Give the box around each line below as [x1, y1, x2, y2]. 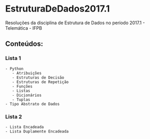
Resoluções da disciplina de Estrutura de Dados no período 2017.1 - [5, 20, 145, 26]
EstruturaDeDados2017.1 [5, 3, 110, 15]
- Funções [12, 84, 33, 89]
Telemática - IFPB [5, 25, 42, 31]
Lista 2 [5, 113, 22, 120]
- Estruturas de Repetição [12, 79, 69, 85]
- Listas [12, 88, 30, 93]
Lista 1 [5, 55, 21, 62]
